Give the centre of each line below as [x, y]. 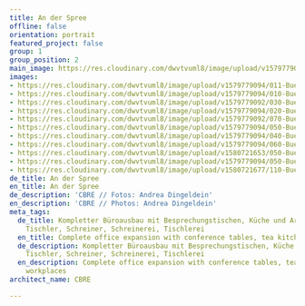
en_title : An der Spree [54, 187]
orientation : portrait [52, 35]
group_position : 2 [44, 60]
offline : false [38, 26]
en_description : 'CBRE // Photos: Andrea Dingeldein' [113, 204]
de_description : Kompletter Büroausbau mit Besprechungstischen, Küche [156, 246]
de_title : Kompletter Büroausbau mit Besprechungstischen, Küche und [152, 220]
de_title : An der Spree [54, 178]
